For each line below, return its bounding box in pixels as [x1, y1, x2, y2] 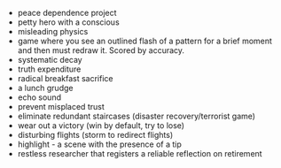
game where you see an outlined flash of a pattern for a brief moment [17, 35, 273, 46]
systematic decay [17, 55, 82, 65]
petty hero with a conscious [17, 17, 120, 27]
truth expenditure [17, 64, 82, 74]
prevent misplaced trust [17, 102, 105, 111]
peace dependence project [17, 8, 117, 18]
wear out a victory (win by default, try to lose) [17, 120, 184, 131]
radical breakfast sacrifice [17, 73, 113, 83]
